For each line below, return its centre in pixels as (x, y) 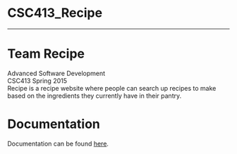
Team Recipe (46, 54)
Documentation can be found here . (58, 143)
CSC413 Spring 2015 (37, 81)
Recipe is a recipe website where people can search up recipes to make (112, 88)
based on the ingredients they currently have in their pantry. (95, 96)
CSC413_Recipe (55, 13)
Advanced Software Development (56, 73)
